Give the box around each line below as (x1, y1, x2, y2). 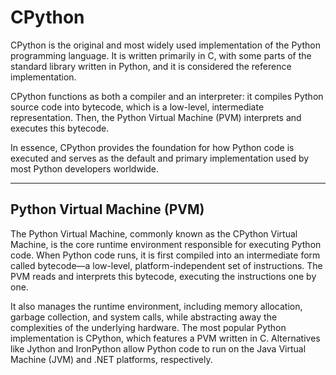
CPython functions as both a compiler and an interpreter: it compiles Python (10, 90, 324, 102)
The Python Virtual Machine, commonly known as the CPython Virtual (10, 227, 298, 240)
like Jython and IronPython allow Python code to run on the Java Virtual (10, 342, 307, 355)
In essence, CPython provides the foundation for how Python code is (10, 141, 295, 153)
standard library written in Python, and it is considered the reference (10, 60, 292, 72)
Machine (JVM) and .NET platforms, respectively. (10, 353, 213, 365)
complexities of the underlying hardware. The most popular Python (10, 321, 287, 333)
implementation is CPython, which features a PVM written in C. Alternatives (10, 332, 321, 344)
